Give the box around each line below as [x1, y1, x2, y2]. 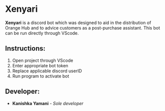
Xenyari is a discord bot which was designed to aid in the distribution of [5, 20, 151, 26]
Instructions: [5, 44, 46, 53]
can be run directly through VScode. [5, 30, 79, 36]
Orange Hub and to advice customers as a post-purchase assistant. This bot [5, 25, 160, 30]
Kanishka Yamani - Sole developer [12, 100, 84, 106]
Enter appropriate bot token [12, 62, 68, 68]
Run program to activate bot [12, 73, 69, 79]
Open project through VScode [12, 57, 73, 63]
